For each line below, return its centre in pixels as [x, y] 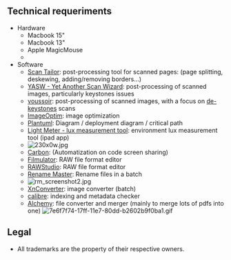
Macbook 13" [46, 42]
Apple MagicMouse [55, 50]
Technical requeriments [60, 11]
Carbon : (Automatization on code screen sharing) [98, 152]
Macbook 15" [46, 35]
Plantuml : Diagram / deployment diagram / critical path [105, 122]
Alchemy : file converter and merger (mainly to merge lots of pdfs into [125, 203]
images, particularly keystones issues [81, 94]
